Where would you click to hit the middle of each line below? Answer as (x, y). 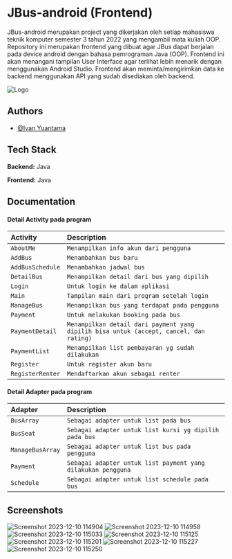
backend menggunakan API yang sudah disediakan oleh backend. (101, 76)
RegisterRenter (36, 374)
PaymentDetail (34, 331)
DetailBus (27, 277)
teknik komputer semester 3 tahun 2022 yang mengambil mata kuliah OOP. (114, 39)
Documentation (41, 201)
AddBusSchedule (36, 267)
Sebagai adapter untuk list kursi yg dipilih (143, 430)
